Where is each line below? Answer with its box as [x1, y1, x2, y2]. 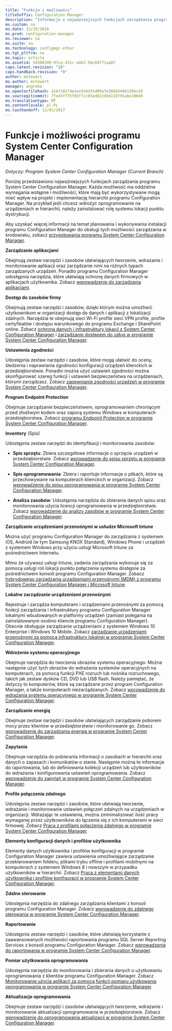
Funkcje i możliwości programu [5, 130, 141, 141]
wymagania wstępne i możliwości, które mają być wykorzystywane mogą [5, 189, 160, 195]
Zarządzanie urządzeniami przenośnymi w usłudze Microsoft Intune [5, 523, 154, 530]
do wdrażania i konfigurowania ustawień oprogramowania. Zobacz [5, 770, 146, 776]
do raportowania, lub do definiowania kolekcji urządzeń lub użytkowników [5, 764, 161, 771]
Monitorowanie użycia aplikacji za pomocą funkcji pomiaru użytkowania [5, 978, 157, 984]
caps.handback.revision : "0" [5, 70, 68, 75]
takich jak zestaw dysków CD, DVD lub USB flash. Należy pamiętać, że [5, 675, 155, 682]
